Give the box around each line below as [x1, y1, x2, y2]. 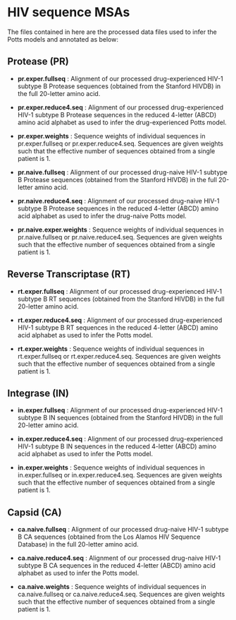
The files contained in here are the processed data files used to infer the [7, 28, 217, 36]
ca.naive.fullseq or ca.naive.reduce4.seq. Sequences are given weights [17, 590, 225, 599]
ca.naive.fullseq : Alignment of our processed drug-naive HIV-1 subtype [17, 525, 229, 534]
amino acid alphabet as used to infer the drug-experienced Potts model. [17, 118, 227, 126]
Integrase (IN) [7, 387, 69, 399]
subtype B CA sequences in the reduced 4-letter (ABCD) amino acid [17, 561, 216, 570]
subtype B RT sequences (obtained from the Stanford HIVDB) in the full [17, 294, 225, 303]
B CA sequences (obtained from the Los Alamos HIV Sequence [17, 532, 201, 541]
